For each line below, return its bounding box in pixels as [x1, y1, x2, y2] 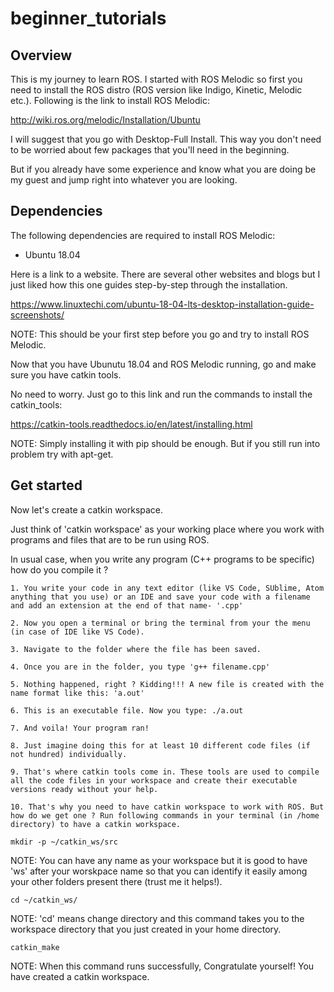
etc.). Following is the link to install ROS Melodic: [10, 95, 211, 106]
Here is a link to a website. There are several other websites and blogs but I [10, 268, 321, 280]
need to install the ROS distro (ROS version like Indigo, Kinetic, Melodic [10, 84, 303, 96]
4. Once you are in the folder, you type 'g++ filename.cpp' [10, 662, 271, 672]
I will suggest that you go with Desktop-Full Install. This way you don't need [10, 133, 322, 145]
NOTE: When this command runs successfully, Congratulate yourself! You [10, 960, 315, 972]
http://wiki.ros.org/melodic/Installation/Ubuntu [10, 114, 201, 126]
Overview [10, 47, 73, 64]
